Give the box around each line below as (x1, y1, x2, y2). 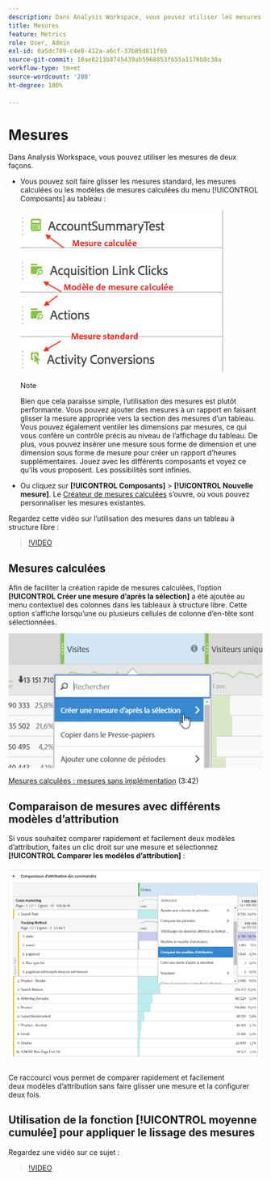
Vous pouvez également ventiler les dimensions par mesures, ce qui (19, 422, 248, 432)
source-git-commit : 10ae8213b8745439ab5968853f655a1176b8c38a (8, 56, 222, 64)
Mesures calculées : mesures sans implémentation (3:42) (8, 776, 199, 786)
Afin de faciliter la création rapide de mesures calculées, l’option (8, 583, 222, 593)
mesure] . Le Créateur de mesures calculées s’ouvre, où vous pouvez (19, 489, 250, 499)
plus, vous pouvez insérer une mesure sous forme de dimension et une (19, 439, 256, 449)
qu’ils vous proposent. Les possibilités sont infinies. (19, 465, 192, 475)
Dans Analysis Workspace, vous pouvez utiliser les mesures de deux (8, 152, 237, 162)
